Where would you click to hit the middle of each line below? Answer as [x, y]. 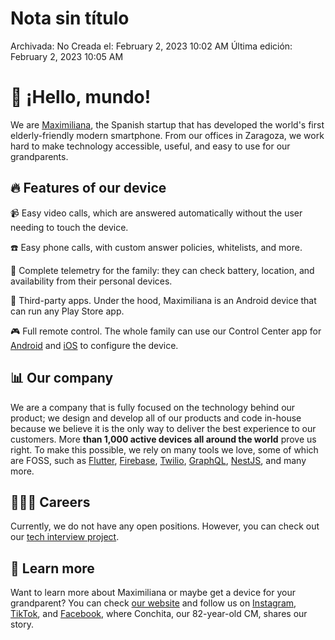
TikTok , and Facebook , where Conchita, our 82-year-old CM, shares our [159, 614]
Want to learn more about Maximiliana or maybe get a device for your [153, 593]
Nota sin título [70, 18]
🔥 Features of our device [88, 188]
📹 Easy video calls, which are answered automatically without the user [156, 213]
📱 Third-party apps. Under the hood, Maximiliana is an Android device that [163, 300]
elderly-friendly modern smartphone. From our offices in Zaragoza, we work [167, 135]
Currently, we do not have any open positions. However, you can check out [165, 526]
